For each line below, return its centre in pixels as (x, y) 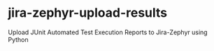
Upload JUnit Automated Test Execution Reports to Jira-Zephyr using (108, 32)
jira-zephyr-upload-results (87, 13)
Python (18, 39)
